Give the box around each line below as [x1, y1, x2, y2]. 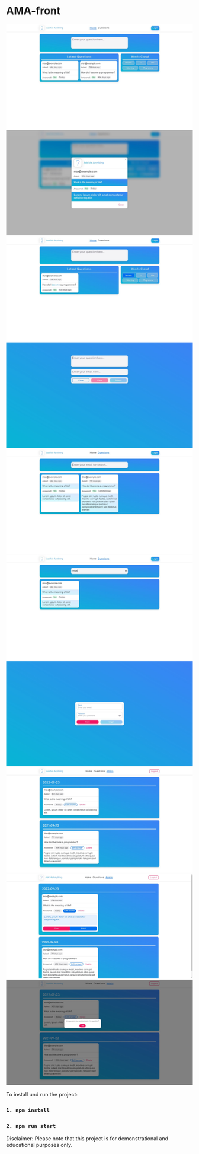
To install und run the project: [6, 1091, 78, 1098]
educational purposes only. [6, 1142, 73, 1149]
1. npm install [6, 1107, 50, 1113]
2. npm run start [6, 1123, 56, 1129]
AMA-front [6, 4, 61, 18]
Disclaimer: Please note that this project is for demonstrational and [6, 1135, 169, 1142]
